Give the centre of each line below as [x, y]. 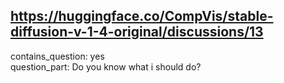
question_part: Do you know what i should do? [106, 66]
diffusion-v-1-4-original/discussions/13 [137, 32]
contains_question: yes [57, 56]
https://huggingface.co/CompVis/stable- [142, 16]
